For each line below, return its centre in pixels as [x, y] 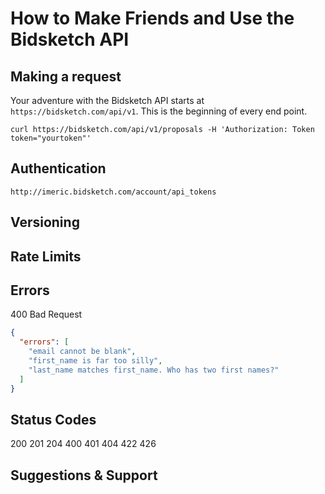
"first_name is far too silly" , [95, 361]
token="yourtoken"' [51, 138]
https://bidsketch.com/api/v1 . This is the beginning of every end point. [159, 111]
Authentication [58, 168]
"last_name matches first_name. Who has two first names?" [154, 370]
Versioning [45, 222]
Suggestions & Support [84, 475]
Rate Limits [46, 256]
